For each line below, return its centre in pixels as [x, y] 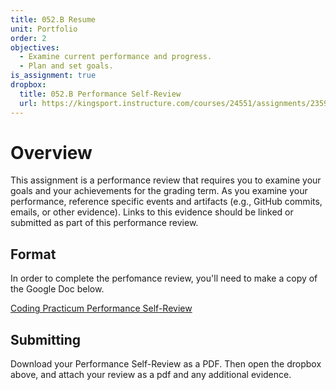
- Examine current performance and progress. [116, 57]
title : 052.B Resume [53, 19]
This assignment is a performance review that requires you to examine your [166, 180]
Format [33, 254]
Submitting [46, 339]
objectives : [35, 47]
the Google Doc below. [57, 289]
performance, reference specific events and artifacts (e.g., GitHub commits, [166, 202]
